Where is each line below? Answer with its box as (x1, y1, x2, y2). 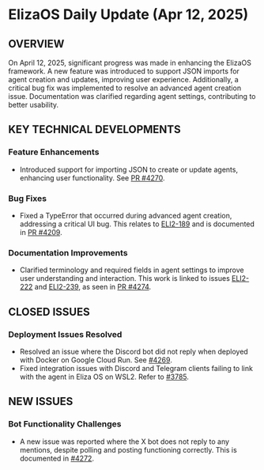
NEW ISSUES (8, 395, 74, 408)
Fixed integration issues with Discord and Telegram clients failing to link (19, 363, 253, 373)
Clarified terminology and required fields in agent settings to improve (19, 265, 244, 275)
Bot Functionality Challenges (8, 419, 122, 430)
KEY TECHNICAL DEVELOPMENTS (8, 123, 181, 136)
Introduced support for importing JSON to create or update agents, (19, 165, 239, 174)
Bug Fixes (8, 192, 47, 203)
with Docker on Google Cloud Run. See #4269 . (19, 354, 172, 365)
